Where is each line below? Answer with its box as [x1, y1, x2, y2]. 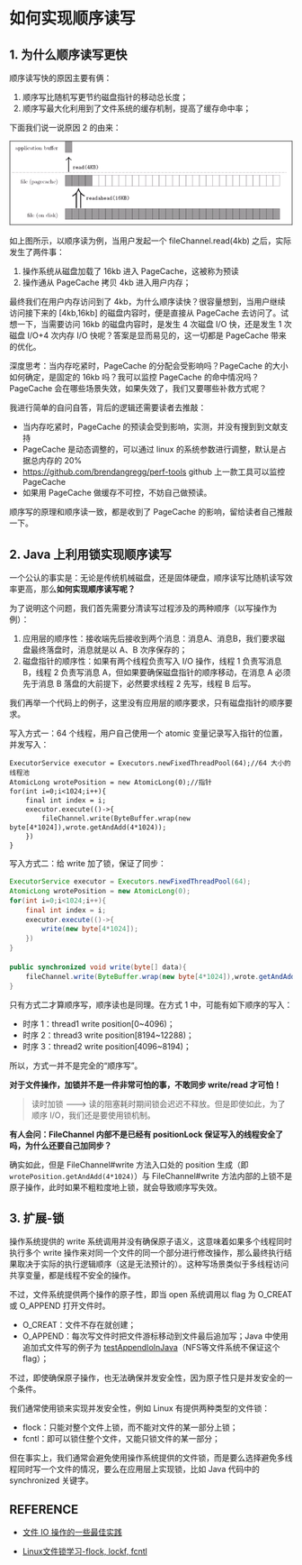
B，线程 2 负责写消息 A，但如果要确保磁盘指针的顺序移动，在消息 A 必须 [22, 667, 291, 678]
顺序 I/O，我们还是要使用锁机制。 [31, 1110, 155, 1121]
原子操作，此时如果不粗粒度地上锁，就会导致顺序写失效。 [9, 1182, 222, 1193]
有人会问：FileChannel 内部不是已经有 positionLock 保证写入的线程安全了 [9, 1129, 283, 1139]
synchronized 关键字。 [9, 1475, 94, 1486]
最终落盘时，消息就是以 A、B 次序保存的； [30, 645, 188, 655]
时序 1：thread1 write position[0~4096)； [22, 1018, 175, 1029]
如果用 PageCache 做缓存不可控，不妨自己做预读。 [22, 488, 212, 499]
